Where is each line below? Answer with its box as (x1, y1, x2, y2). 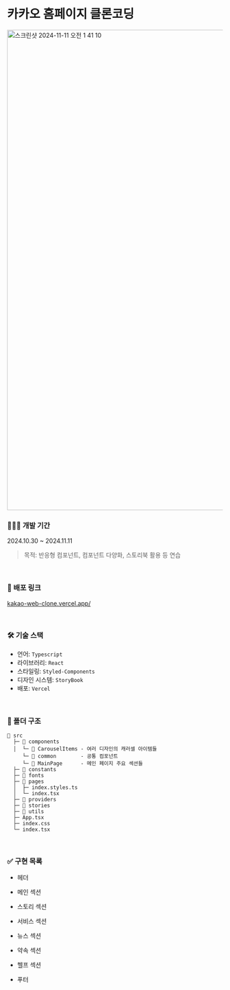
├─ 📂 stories (13, 802, 51, 810)
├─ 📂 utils (13, 808, 44, 815)
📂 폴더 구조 (7, 716, 41, 726)
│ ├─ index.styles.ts (13, 784, 78, 791)
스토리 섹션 (16, 903, 47, 911)
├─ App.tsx (13, 814, 44, 821)
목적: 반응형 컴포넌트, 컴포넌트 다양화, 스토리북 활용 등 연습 (23, 551, 181, 559)
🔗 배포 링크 (7, 583, 41, 593)
